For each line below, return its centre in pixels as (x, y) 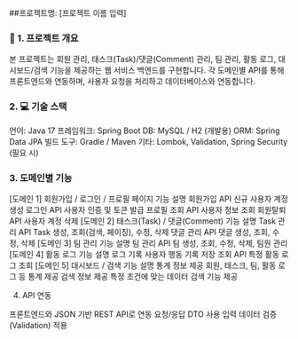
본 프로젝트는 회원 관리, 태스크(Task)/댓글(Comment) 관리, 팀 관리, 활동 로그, (143, 59)
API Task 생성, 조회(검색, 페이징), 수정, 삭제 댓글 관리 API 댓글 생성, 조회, (144, 232)
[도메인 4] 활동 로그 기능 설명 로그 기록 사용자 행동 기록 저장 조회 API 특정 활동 (145, 254)
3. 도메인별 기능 (41, 177)
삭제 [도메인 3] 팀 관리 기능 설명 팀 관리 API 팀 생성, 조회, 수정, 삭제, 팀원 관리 (154, 243)
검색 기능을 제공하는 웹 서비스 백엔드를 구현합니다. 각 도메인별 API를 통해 (159, 70)
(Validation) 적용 (39, 325)
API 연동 (36, 295)
